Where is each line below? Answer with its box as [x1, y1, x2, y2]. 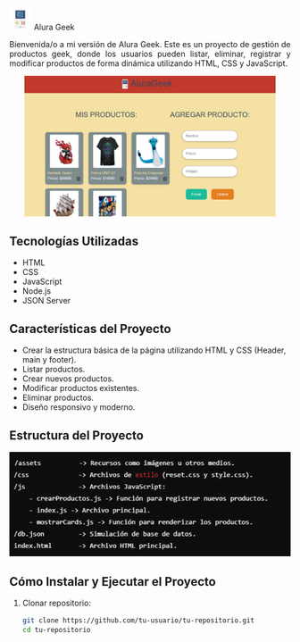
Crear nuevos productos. [21, 373, 114, 384]
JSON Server [21, 296, 71, 306]
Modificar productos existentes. [21, 383, 140, 394]
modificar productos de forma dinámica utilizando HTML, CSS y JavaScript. [9, 58, 288, 69]
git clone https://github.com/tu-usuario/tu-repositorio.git [21, 616, 255, 625]
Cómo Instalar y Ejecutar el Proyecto [9, 574, 216, 589]
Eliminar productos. [21, 392, 95, 404]
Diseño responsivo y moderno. [21, 402, 136, 413]
